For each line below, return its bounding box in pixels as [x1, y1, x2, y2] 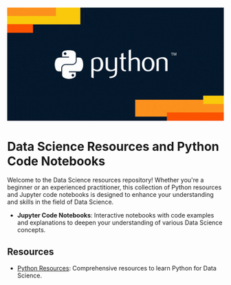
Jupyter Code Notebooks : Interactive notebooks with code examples [16, 211, 214, 220]
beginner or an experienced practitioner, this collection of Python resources [7, 183, 222, 191]
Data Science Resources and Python [7, 138, 220, 154]
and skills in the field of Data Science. [7, 198, 114, 207]
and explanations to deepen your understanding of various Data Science [16, 218, 223, 227]
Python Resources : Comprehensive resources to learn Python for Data [16, 264, 217, 273]
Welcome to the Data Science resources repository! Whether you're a [7, 176, 204, 184]
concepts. [16, 226, 46, 234]
